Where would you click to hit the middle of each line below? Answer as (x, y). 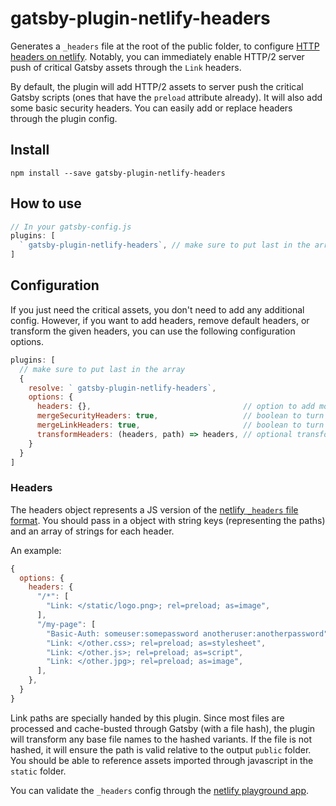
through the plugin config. (64, 118)
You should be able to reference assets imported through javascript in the (162, 760)
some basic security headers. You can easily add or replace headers (151, 108)
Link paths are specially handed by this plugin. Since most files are (147, 718)
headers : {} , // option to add (175, 407)
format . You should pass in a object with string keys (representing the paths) (168, 520)
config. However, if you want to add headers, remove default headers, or (160, 320)
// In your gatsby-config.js (71, 227)
